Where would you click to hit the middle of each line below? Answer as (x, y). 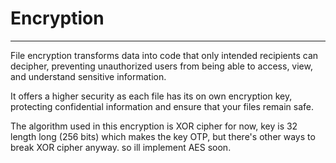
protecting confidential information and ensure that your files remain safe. (162, 106)
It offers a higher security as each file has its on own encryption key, (151, 96)
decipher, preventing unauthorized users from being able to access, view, (161, 66)
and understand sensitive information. (88, 76)
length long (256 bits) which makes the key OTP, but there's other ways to (163, 136)
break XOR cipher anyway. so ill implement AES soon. (121, 147)
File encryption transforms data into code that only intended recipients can (164, 55)
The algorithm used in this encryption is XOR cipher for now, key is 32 (154, 126)
